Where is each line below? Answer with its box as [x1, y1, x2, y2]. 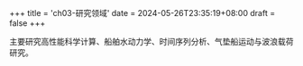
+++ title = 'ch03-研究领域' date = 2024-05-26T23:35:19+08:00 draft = [9, 8, 276, 18]
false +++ [9, 18, 46, 29]
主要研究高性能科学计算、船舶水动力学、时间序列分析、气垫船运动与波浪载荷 [9, 37, 294, 46]
